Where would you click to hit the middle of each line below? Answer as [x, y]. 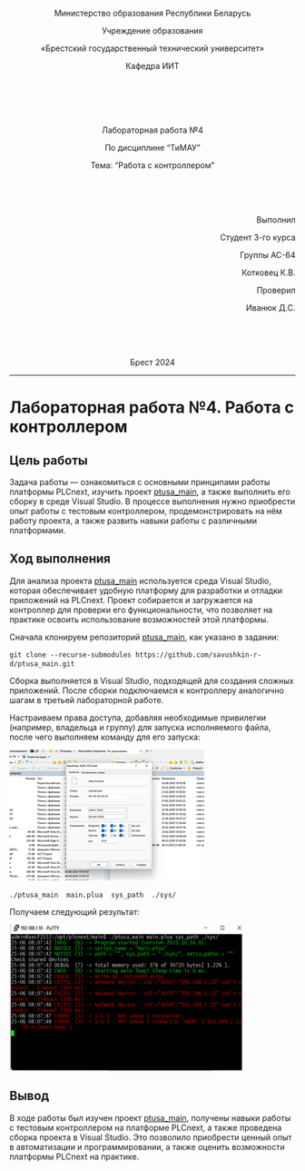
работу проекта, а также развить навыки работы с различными [133, 521]
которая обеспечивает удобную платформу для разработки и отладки [146, 590]
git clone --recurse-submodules [70, 655]
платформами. [38, 530]
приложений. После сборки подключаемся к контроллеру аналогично [147, 690]
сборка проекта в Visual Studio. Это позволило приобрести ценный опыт [151, 1137]
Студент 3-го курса [258, 237]
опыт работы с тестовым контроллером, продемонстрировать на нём [146, 511]
